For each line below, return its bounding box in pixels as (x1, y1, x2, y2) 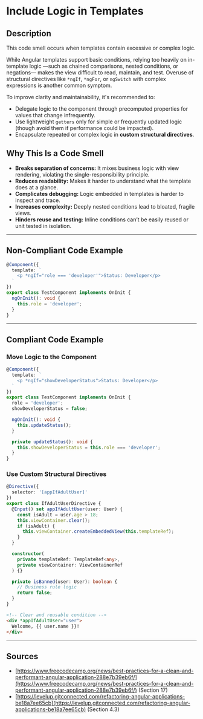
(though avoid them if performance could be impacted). (14, 125, 154, 131)
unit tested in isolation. (14, 222, 72, 229)
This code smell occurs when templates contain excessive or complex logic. (6, 44, 196, 51)
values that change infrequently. (14, 112, 95, 119)
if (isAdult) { (17, 523, 56, 529)
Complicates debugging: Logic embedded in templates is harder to (14, 190, 184, 197)
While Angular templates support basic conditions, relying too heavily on (6, 56, 187, 63)
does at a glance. (14, 183, 59, 191)
